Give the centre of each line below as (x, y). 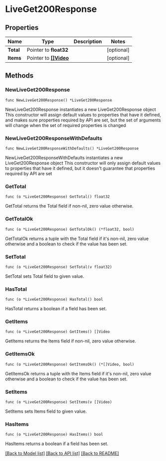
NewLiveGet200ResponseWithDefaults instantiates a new (64, 157)
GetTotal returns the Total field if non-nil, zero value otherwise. (69, 206)
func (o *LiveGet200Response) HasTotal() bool (54, 300)
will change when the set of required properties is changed (66, 125)
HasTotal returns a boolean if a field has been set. (56, 309)
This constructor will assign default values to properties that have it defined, (83, 115)
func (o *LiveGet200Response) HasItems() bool (54, 435)
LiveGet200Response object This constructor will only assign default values (83, 163)
